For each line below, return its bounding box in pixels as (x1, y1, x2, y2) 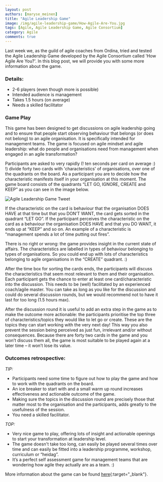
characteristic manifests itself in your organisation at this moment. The (5, 176, 146, 182)
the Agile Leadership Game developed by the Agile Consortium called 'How (5, 53, 157, 59)
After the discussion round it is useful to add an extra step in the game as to (5, 306, 157, 312)
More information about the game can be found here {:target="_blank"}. (5, 471, 148, 477)
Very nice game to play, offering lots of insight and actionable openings (12, 430, 155, 437)
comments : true (5, 35, 36, 40)
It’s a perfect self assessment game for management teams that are (12, 457, 148, 462)
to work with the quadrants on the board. (12, 381, 94, 386)
